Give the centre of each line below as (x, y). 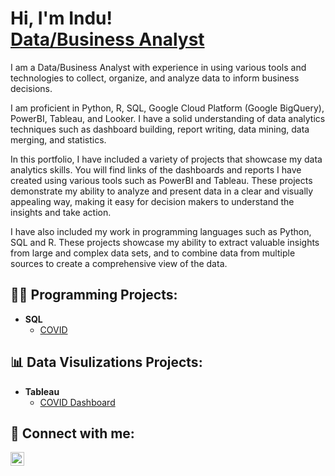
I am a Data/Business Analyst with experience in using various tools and (158, 67)
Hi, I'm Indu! (61, 18)
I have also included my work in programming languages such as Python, (161, 231)
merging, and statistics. (58, 139)
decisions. (31, 88)
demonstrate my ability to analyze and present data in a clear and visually (162, 191)
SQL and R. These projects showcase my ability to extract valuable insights (165, 242)
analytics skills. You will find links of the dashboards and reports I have (156, 169)
